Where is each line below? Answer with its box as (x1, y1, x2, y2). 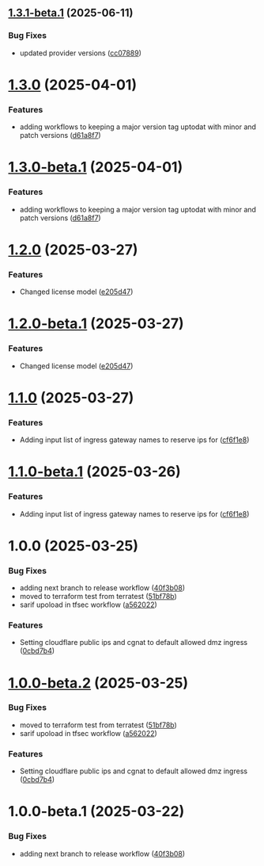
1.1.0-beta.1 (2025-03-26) (8, 463, 182, 481)
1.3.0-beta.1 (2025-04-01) (8, 158, 183, 177)
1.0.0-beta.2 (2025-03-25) (8, 673, 189, 692)
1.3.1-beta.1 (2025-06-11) (8, 6, 134, 20)
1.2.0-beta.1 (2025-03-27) (8, 315, 184, 333)
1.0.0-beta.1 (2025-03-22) (8, 803, 185, 821)
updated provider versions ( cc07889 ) (19, 48, 142, 58)
